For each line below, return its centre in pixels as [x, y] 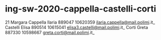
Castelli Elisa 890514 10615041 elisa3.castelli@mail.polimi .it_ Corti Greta [77, 27]
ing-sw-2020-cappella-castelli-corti [81, 9]
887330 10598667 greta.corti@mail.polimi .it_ [50, 32]
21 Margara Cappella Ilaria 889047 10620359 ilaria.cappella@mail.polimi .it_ [80, 22]
